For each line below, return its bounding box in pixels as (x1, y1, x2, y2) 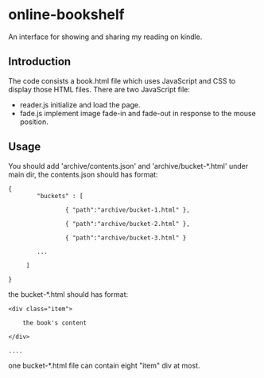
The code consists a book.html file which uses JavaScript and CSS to (8, 76, 236, 85)
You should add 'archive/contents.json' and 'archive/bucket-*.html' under (8, 161, 249, 170)
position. (19, 117, 49, 127)
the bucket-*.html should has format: (8, 289, 129, 299)
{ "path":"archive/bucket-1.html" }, (64, 205, 191, 214)
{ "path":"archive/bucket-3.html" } (64, 233, 187, 242)
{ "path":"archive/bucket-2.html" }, (64, 220, 191, 228)
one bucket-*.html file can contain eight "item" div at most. (8, 360, 200, 370)
